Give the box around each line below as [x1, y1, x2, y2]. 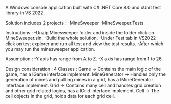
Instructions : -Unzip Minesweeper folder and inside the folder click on [5, 30, 155, 35]
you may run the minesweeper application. [5, 46, 96, 52]
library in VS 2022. [5, 10, 45, 16]
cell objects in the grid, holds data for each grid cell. [5, 93, 115, 99]
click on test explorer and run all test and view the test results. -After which [5, 40, 164, 47]
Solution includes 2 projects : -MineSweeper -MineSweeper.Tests [5, 20, 144, 26]
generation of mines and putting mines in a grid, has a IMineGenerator [5, 77, 154, 82]
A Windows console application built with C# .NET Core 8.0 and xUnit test [5, 5, 161, 10]
